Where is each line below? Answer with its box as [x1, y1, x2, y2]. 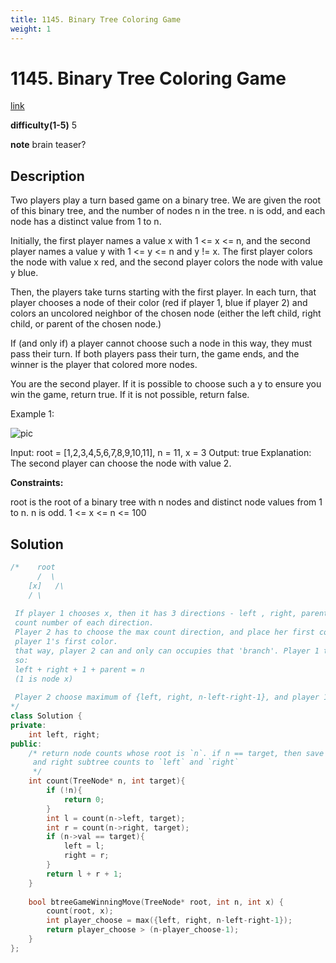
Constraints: [10, 477, 64, 489]
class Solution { [10, 711, 83, 721]
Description [10, 167, 85, 185]
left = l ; [63, 841, 105, 851]
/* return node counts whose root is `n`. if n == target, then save [28, 748, 325, 758]
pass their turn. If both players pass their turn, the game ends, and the [10, 348, 300, 360]
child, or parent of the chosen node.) [10, 318, 162, 330]
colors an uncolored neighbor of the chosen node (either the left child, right [10, 307, 322, 320]
